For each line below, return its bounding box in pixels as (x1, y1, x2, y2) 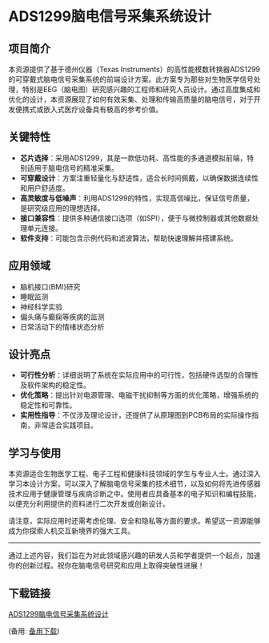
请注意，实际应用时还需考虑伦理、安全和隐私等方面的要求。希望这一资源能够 (8, 516, 261, 526)
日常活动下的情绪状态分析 (19, 321, 105, 331)
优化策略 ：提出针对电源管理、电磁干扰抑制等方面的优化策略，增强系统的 (19, 390, 259, 400)
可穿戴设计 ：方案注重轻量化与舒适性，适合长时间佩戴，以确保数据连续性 (19, 173, 259, 183)
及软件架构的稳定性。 (19, 380, 90, 390)
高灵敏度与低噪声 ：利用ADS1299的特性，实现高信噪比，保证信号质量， (19, 193, 255, 203)
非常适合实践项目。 (34, 420, 98, 430)
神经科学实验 (19, 301, 62, 311)
